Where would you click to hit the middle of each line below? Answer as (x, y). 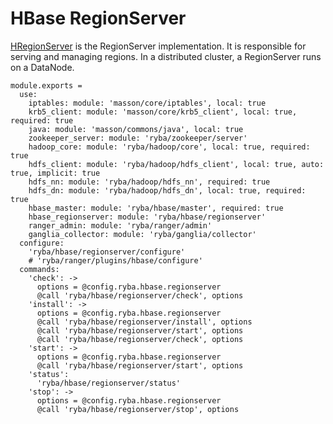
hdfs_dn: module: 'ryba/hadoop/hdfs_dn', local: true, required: (167, 190)
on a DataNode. (42, 67)
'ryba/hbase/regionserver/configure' (107, 252)
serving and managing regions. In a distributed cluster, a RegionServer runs (166, 56)
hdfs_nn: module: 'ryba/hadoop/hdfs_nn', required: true (149, 182)
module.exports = (46, 85)
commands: (39, 269)
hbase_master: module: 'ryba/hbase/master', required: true (156, 208)
